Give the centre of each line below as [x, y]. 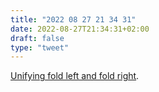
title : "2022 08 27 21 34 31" [73, 19]
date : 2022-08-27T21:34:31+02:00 [80, 29]
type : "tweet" [40, 47]
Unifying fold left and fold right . [75, 76]
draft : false [37, 38]
